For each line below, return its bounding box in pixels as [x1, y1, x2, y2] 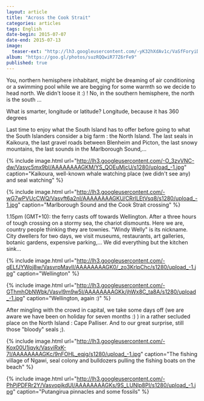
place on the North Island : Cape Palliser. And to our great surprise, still [6, 319, 184, 326]
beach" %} [6, 363, 34, 371]
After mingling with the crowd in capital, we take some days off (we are [6, 306, 184, 314]
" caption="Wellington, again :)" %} [22, 294, 111, 301]
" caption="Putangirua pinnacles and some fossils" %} [13, 388, 150, 395]
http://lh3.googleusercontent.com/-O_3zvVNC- [76, 157, 195, 164]
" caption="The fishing [140, 350, 198, 357]
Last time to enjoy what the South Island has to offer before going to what [6, 126, 190, 133]
